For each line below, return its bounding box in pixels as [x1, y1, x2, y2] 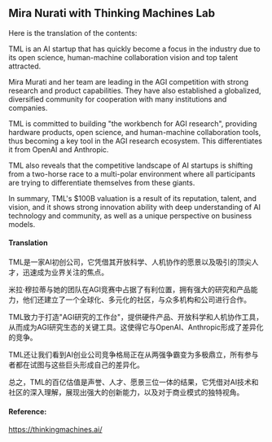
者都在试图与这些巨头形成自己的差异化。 [8, 360, 144, 370]
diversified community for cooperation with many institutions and [8, 94, 227, 104]
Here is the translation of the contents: [8, 28, 138, 37]
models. [8, 219, 36, 229]
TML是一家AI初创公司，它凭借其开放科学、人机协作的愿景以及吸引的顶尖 [8, 257, 252, 267]
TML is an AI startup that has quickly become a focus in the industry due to [8, 44, 261, 54]
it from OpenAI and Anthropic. [8, 144, 109, 154]
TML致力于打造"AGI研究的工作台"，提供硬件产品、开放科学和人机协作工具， [8, 313, 264, 322]
